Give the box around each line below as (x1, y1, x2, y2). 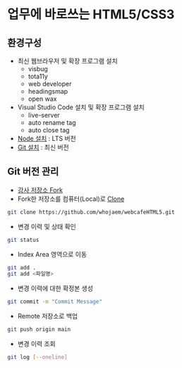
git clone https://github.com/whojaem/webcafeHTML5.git (7, 209, 175, 216)
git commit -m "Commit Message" (7, 298, 102, 305)
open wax (28, 94, 57, 103)
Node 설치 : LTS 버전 (17, 135, 76, 142)
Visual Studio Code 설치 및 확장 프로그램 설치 (17, 103, 145, 111)
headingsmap (28, 87, 68, 95)
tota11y (28, 72, 48, 80)
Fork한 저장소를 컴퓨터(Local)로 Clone (17, 195, 125, 203)
